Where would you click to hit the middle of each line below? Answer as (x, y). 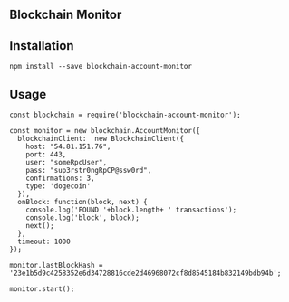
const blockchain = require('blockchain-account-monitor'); (125, 115)
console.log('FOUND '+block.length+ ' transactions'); (131, 210)
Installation (42, 46)
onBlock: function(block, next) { (82, 203)
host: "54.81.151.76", (68, 147)
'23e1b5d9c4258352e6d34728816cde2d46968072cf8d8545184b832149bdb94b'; (145, 274)
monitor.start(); (42, 289)
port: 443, (46, 155)
